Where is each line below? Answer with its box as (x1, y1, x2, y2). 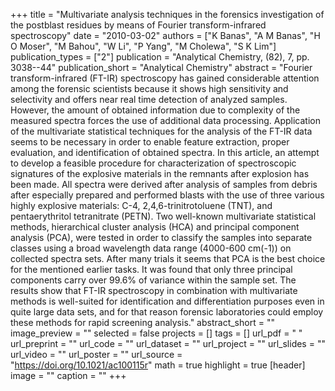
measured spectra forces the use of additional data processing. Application (10, 115, 321, 126)
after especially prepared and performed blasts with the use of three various (10, 189, 325, 201)
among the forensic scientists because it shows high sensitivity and (10, 83, 289, 94)
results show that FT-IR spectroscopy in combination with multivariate (10, 285, 298, 296)
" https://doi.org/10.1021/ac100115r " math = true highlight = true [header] (10, 359, 306, 371)
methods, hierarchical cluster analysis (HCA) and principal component (10, 221, 300, 233)
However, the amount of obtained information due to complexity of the (10, 104, 301, 116)
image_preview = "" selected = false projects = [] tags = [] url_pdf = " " (10, 327, 303, 339)
